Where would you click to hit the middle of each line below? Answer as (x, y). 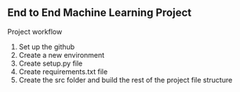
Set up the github (47, 47)
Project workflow (35, 31)
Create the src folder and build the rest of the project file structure (125, 80)
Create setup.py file (51, 63)
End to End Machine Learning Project (100, 13)
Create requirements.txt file (63, 71)
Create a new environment (62, 55)
